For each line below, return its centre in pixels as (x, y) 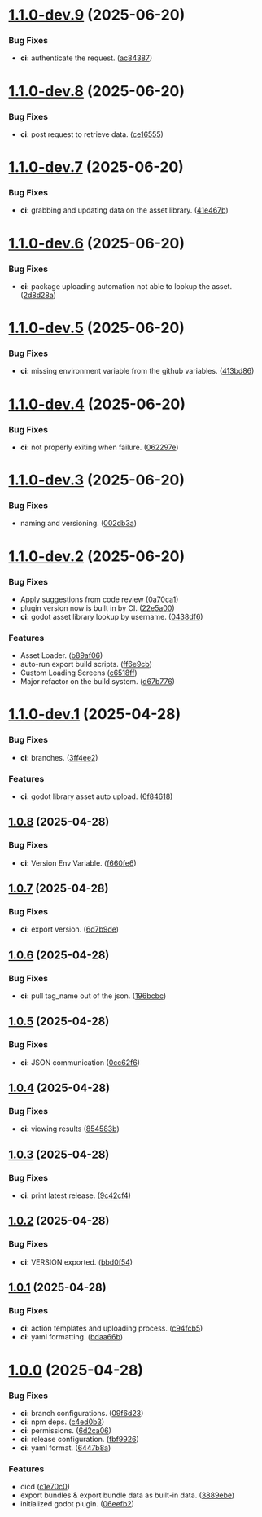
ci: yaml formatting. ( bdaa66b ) (72, 1337)
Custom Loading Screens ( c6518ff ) (79, 673)
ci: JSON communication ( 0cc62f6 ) (80, 1062)
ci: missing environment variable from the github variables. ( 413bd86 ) (137, 371)
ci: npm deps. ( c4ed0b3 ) (62, 1422)
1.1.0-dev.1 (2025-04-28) (95, 715)
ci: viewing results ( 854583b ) (70, 1129)
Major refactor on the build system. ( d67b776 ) (97, 682)
